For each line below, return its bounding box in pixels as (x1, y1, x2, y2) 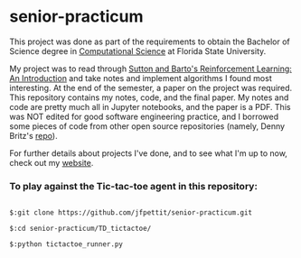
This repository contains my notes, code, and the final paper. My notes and (9, 92, 289, 103)
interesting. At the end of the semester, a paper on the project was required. (9, 82, 293, 93)
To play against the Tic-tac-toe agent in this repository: (9, 180, 258, 192)
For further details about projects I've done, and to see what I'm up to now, (9, 147, 287, 159)
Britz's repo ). (9, 130, 58, 141)
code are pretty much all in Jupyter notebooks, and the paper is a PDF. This (9, 101, 291, 112)
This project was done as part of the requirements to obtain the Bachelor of (9, 36, 291, 47)
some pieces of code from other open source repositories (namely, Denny (9, 120, 286, 132)
